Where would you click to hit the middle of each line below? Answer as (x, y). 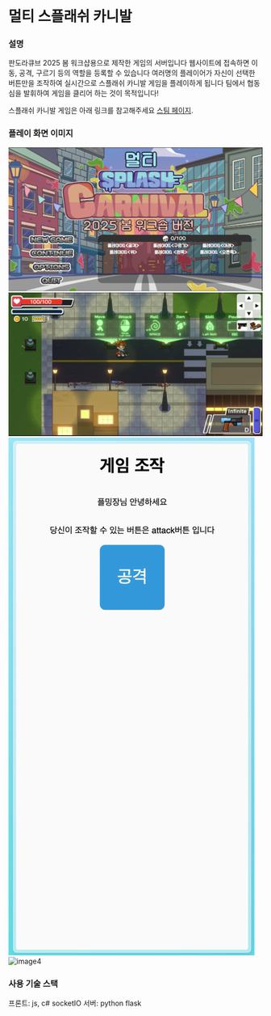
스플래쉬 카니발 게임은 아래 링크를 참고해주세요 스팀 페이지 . (101, 111)
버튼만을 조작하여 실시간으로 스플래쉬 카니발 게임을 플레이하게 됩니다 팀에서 (127, 83)
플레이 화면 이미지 (41, 133)
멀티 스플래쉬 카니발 (71, 17)
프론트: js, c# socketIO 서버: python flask (75, 1003)
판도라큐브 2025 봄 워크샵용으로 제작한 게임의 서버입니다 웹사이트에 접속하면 (129, 63)
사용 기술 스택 (33, 984)
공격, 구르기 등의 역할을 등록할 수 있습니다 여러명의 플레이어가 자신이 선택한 (137, 73)
